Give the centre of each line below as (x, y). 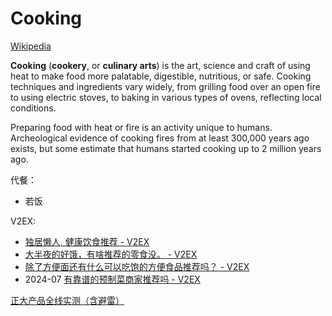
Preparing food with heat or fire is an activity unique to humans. (141, 127)
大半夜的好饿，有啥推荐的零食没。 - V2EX (111, 254)
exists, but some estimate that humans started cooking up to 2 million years (166, 148)
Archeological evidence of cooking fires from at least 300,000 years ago (160, 138)
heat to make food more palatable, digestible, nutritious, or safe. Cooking (161, 76)
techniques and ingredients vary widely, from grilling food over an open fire (165, 86)
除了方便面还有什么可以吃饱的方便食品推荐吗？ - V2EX (137, 266)
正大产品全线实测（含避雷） (67, 300)
